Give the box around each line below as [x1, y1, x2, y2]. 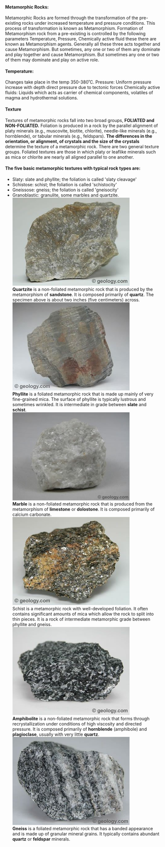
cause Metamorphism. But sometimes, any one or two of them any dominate [5, 46, 161, 52]
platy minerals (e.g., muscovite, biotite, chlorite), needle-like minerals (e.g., [5, 127, 157, 133]
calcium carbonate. [12, 511, 52, 517]
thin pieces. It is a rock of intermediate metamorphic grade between [12, 616, 150, 622]
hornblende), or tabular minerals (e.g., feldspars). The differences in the [5, 133, 153, 139]
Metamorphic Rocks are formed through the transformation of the [5, 15, 139, 21]
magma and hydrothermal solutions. [5, 95, 78, 101]
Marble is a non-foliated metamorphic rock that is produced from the [12, 501, 153, 507]
